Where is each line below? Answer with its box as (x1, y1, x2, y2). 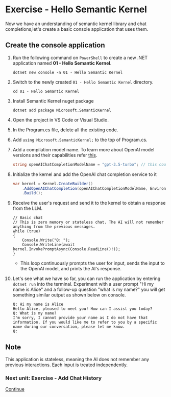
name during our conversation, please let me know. (12, 324, 125, 329)
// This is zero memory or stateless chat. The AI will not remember (12, 220, 164, 225)
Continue (5, 386, 25, 392)
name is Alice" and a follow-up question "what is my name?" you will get (12, 286, 165, 293)
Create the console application (5, 41, 106, 50)
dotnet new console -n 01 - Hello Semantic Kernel (12, 70, 123, 75)
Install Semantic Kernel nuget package (12, 97, 94, 104)
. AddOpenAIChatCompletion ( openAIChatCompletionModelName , (22, 186, 148, 191)
